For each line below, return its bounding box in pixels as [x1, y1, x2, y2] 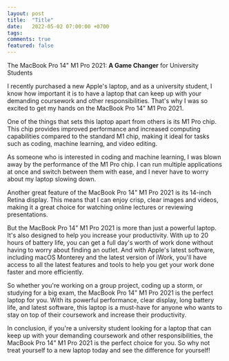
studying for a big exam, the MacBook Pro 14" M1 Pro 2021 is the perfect [7, 288, 214, 297]
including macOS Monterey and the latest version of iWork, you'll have [7, 253, 207, 261]
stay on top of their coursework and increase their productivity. [7, 311, 187, 319]
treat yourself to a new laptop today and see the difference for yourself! [7, 346, 210, 354]
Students [7, 68, 33, 77]
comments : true [7, 36, 51, 43]
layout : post [7, 10, 45, 17]
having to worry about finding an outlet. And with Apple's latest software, [7, 246, 215, 254]
